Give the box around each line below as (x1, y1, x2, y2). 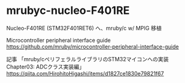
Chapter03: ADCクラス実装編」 (6, 63, 85, 70)
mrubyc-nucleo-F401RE (6, 4, 130, 18)
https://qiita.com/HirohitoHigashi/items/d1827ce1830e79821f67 (6, 70, 164, 77)
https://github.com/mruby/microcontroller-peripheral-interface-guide (6, 43, 179, 50)
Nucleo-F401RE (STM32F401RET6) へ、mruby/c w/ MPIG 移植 (6, 24, 162, 32)
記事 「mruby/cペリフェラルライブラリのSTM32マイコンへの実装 (6, 55, 169, 62)
